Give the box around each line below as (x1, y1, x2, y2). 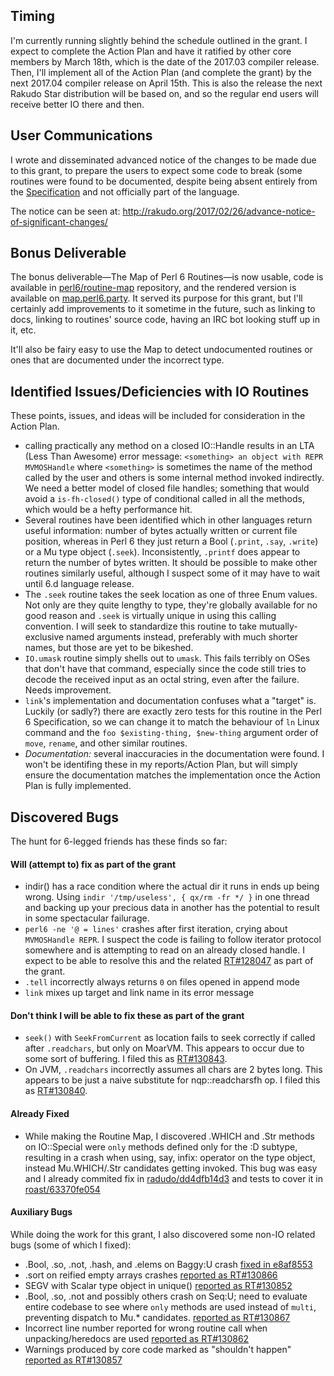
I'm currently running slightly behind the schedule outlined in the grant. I (10, 34, 308, 46)
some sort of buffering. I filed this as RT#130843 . (24, 1053, 228, 1065)
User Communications (10, 127, 153, 144)
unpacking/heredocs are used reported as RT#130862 (24, 1332, 250, 1344)
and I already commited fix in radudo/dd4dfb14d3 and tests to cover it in (24, 1172, 323, 1184)
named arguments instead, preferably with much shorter (66, 631, 299, 643)
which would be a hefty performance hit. (24, 504, 193, 516)
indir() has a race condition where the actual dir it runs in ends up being (24, 880, 320, 893)
